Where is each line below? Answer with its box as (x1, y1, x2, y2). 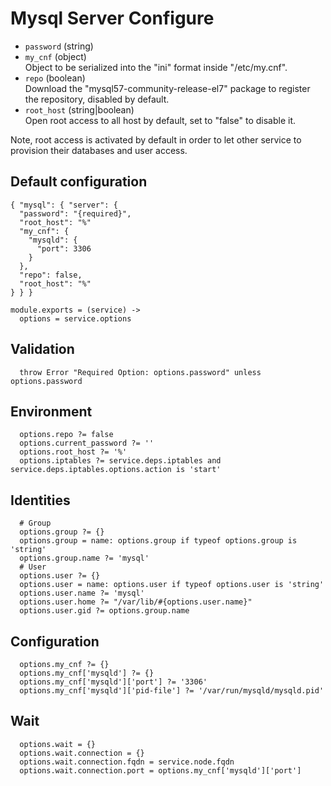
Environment (10, 403, 93, 420)
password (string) (24, 40, 94, 52)
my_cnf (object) (24, 50, 87, 62)
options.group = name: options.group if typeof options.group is (19, 536, 298, 546)
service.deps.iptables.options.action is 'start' (10, 465, 222, 475)
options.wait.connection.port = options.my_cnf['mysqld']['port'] (19, 765, 302, 776)
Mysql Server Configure (10, 7, 215, 30)
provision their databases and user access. (10, 144, 188, 156)
